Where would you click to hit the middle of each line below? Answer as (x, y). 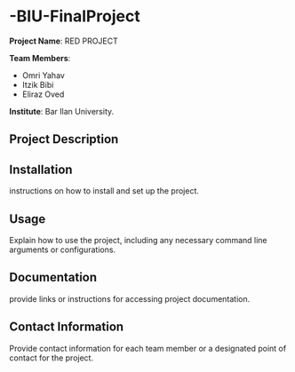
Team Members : (40, 58)
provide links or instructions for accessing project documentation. (130, 298)
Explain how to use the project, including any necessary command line (139, 240)
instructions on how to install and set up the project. (104, 191)
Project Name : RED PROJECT (64, 41)
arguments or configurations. (63, 249)
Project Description (64, 139)
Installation (41, 169)
